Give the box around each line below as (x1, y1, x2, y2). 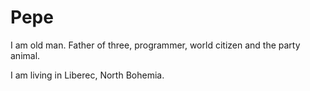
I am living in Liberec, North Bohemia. (10, 69, 165, 81)
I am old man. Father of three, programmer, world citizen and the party (10, 39, 301, 51)
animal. (10, 49, 41, 61)
